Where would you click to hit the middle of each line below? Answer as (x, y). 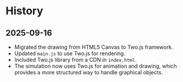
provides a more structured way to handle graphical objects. (89, 72)
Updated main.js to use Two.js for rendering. (70, 53)
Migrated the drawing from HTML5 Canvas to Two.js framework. (94, 47)
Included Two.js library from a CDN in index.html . (75, 60)
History (25, 11)
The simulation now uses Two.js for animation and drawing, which (95, 66)
